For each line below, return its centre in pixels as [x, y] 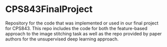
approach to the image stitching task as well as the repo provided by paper [83, 33]
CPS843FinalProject [49, 9]
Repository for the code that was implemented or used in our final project [82, 23]
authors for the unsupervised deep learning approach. [62, 39]
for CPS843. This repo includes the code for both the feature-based [76, 28]
